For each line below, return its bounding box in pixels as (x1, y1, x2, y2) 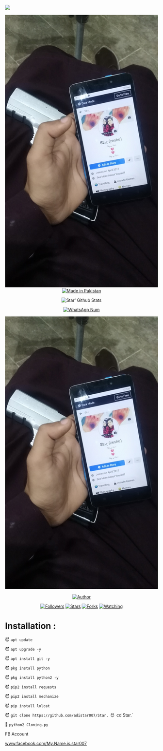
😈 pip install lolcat (5, 702, 50, 709)
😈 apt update (5, 636, 33, 642)
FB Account (5, 731, 29, 737)
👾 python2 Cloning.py (5, 721, 49, 727)
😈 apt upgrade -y (5, 646, 41, 652)
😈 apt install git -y (5, 655, 50, 661)
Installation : (5, 620, 56, 632)
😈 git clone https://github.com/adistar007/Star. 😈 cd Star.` (5, 712, 133, 718)
